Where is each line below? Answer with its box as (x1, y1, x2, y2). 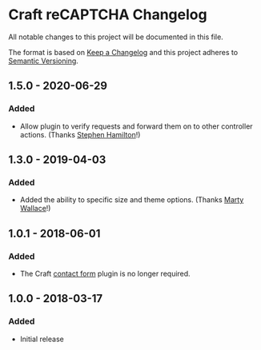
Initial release (19, 334, 64, 344)
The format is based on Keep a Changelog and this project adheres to (8, 47, 239, 57)
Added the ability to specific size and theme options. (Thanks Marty (19, 195, 244, 205)
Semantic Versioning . (8, 56, 78, 66)
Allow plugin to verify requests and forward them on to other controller (19, 121, 254, 131)
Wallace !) (19, 204, 51, 213)
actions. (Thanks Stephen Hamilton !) (19, 129, 141, 139)
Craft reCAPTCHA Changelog (8, 6, 207, 24)
